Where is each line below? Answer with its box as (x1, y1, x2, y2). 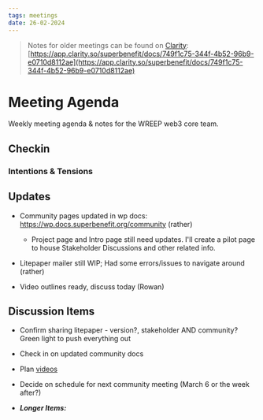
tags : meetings (8, 11, 58, 20)
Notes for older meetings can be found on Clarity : (27, 40, 189, 50)
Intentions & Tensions (8, 165, 93, 177)
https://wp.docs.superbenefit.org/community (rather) (19, 219, 193, 229)
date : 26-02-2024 (8, 19, 65, 27)
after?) (19, 388, 42, 398)
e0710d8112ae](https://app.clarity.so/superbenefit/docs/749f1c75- (27, 57, 243, 67)
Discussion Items (8, 304, 95, 318)
